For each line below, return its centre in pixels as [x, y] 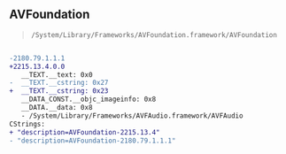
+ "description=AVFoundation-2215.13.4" [85, 132]
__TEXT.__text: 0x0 [57, 74]
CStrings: [27, 124]
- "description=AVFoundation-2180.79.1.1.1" [93, 141]
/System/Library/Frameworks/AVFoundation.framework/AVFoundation [154, 35]
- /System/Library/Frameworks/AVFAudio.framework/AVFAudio [132, 115]
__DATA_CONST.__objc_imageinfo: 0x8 [89, 100]
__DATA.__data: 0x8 [57, 108]
